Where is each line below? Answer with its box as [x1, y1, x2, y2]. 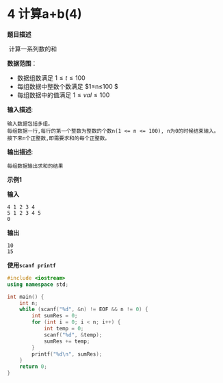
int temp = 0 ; [43, 326, 84, 332]
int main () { [7, 293, 44, 300]
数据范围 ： [7, 59, 38, 67]
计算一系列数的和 [8, 44, 57, 53]
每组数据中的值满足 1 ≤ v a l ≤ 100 [16, 90, 110, 99]
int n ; [19, 300, 38, 306]
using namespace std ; [7, 281, 69, 288]
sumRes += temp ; [43, 338, 90, 345]
